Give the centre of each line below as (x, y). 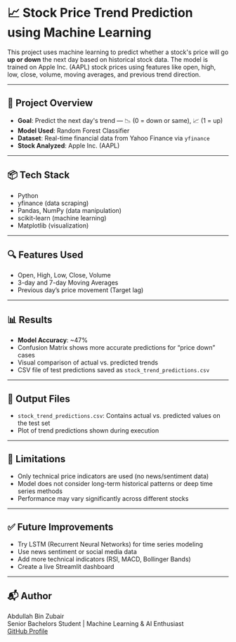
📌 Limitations (37, 459)
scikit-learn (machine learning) (62, 218)
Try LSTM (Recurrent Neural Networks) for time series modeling (110, 544)
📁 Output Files (39, 399)
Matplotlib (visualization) (53, 225)
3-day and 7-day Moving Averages (68, 283)
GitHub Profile (28, 631)
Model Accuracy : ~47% (53, 340)
